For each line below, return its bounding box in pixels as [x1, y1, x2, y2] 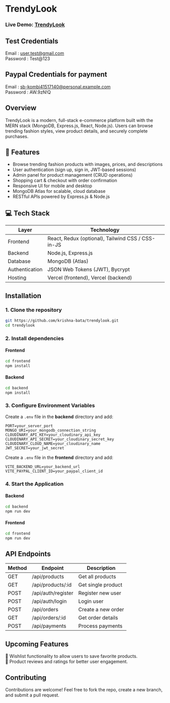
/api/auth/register [32, 590, 73, 597]
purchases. [5, 133, 29, 139]
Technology [90, 226, 120, 233]
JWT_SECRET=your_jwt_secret [5, 445, 65, 450]
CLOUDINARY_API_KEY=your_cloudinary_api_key [5, 432, 101, 437]
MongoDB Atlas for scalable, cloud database [12, 188, 106, 194]
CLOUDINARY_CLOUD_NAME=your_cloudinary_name [5, 441, 101, 446]
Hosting [8, 274, 27, 281]
